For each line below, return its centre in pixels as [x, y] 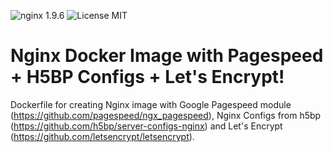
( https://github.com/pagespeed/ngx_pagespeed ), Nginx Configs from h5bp [166, 115]
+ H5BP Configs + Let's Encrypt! [147, 77]
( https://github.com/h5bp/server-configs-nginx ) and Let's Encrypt [146, 126]
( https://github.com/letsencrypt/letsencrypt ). [102, 136]
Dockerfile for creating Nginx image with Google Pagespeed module [151, 104]
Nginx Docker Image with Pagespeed [167, 56]
